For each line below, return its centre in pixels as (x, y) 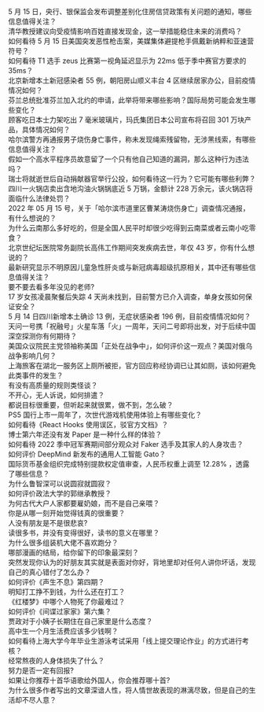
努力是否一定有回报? (41, 670)
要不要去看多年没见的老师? (51, 287)
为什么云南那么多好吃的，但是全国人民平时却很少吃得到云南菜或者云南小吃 (128, 228)
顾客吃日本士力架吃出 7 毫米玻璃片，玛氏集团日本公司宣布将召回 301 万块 (126, 120)
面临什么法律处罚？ (39, 198)
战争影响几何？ (32, 356)
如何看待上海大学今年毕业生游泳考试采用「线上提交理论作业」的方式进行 (125, 641)
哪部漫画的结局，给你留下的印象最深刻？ (73, 552)
